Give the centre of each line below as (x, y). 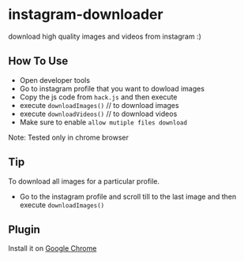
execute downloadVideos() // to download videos (98, 114)
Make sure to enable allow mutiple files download (103, 122)
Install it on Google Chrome (53, 248)
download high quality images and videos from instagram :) (105, 36)
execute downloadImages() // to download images (99, 105)
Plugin (24, 229)
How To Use (38, 61)
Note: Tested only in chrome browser (68, 137)
